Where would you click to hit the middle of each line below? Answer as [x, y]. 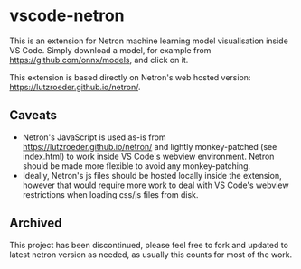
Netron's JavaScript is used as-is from [94, 137]
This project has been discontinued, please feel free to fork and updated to [149, 245]
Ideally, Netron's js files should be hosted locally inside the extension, [152, 175]
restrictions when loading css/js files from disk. [110, 194]
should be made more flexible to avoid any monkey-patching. [136, 166]
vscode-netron [67, 16]
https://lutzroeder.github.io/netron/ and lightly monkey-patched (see [150, 146]
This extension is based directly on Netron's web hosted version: [130, 77]
